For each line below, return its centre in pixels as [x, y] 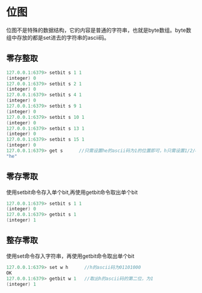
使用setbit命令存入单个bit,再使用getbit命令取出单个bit [72, 192]
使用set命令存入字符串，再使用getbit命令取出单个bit [70, 256]
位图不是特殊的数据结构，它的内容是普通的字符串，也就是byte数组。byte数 [99, 30]
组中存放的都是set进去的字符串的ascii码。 [58, 37]
